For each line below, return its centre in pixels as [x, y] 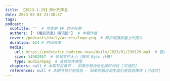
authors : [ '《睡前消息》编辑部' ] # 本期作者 [54, 33]
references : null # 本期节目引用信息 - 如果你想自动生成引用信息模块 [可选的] [85, 71]
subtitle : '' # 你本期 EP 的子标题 [46, 29]
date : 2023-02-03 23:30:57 [34, 15]
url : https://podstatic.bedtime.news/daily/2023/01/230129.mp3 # [86, 52]
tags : [11, 19]
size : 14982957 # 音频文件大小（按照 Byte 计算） [64, 57]
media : [17, 47]
